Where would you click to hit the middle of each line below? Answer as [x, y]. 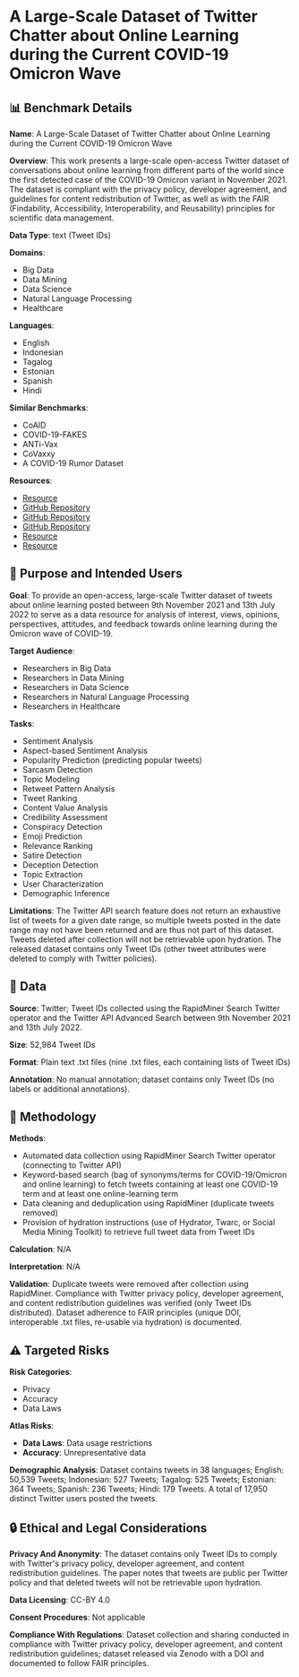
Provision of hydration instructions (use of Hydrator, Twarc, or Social [149, 1223]
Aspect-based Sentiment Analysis [85, 750]
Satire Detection [52, 855]
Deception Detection [60, 864]
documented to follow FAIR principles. [79, 1664]
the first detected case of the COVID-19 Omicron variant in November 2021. [149, 180]
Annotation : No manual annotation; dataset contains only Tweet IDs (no [142, 1079]
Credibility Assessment [65, 817]
